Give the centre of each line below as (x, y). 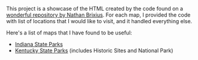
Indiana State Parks (39, 44)
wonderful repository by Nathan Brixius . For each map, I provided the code (98, 15)
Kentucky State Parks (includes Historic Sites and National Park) (94, 50)
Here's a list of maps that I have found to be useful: (69, 33)
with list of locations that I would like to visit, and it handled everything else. (99, 21)
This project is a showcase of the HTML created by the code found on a (95, 9)
